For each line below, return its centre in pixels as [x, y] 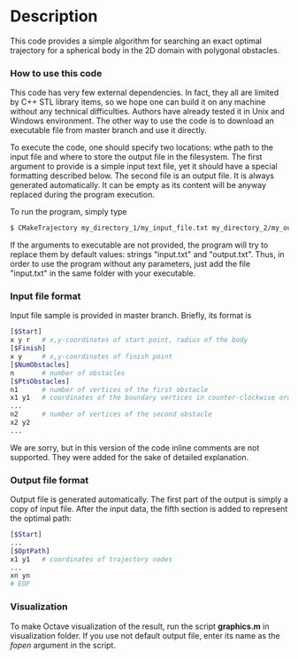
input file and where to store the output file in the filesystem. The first [136, 157]
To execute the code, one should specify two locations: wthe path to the [141, 147]
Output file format [50, 480]
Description [54, 16]
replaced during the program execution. [83, 195]
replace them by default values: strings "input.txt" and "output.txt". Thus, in [148, 255]
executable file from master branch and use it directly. [108, 130]
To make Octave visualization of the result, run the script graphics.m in [140, 626]
